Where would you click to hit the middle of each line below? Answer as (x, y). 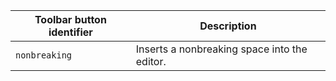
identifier (70, 32)
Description (228, 26)
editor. (151, 61)
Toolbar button (70, 19)
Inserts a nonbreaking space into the (221, 49)
